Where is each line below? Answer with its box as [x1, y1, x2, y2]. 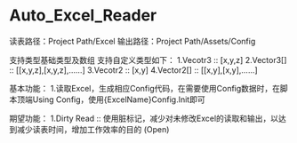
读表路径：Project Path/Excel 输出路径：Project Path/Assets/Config [9, 36, 256, 46]
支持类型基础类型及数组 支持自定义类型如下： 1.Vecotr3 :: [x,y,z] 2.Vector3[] [9, 54, 287, 65]
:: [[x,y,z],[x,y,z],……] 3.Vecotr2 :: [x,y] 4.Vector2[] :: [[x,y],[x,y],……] [9, 64, 258, 75]
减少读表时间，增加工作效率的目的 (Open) [16, 123, 170, 134]
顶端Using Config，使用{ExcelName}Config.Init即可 [16, 94, 206, 105]
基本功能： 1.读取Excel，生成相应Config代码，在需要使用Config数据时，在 [9, 83, 281, 93]
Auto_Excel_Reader [9, 5, 157, 26]
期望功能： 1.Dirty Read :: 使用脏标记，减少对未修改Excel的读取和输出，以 [9, 113, 279, 123]
